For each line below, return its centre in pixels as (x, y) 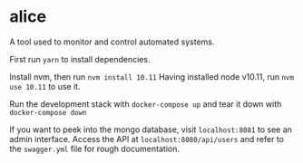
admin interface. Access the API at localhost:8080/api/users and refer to (147, 139)
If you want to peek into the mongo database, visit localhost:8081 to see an (151, 129)
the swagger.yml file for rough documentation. (94, 149)
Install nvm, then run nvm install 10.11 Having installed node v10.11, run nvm (152, 77)
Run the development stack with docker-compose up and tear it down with (146, 104)
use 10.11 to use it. (45, 86)
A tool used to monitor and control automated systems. (112, 42)
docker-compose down (49, 112)
